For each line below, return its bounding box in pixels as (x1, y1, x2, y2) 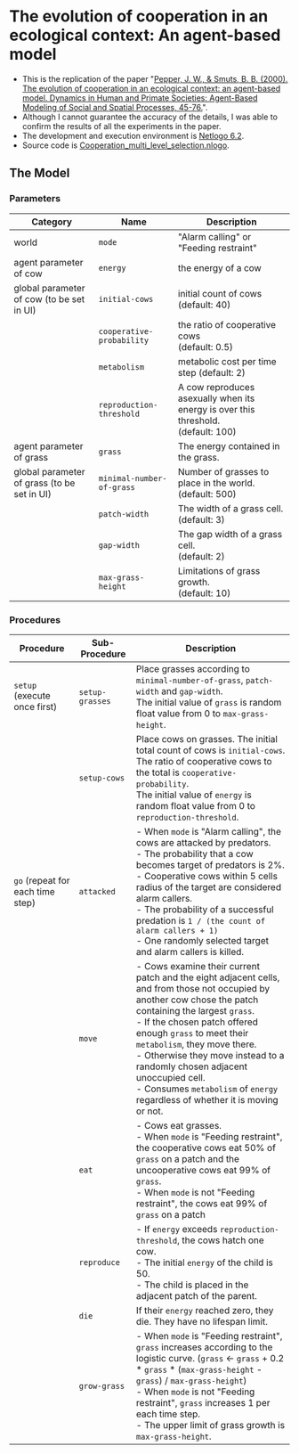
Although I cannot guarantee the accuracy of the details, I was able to (21, 111, 279, 122)
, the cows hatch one (176, 1234, 264, 1246)
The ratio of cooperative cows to (136, 755, 273, 767)
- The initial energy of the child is (136, 1256, 273, 1269)
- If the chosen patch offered (136, 1016, 258, 1028)
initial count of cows (177, 287, 263, 299)
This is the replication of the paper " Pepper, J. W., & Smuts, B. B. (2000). (21, 73, 288, 84)
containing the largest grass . (136, 1004, 255, 1017)
